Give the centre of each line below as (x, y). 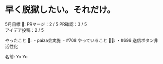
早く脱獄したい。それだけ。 (60, 10)
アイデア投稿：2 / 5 (25, 30)
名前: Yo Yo (16, 56)
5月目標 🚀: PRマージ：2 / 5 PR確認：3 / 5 (46, 24)
